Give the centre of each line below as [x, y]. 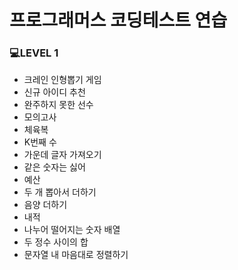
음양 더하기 [45, 205]
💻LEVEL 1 [34, 53]
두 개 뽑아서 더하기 [60, 192]
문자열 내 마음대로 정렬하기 [76, 255]
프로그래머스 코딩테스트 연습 [118, 20]
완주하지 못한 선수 [58, 105]
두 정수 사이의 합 [56, 242]
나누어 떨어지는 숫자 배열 [72, 230]
